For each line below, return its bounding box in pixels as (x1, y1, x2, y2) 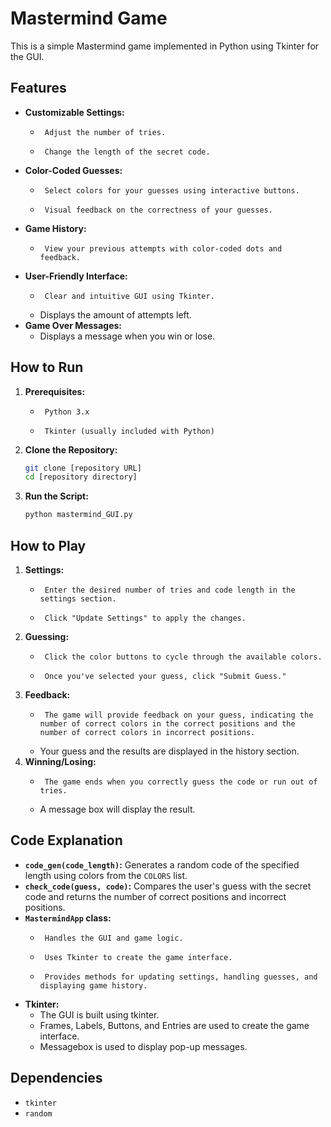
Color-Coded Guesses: (24, 164, 123, 176)
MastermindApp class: (24, 912, 112, 924)
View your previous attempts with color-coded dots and (44, 243, 283, 254)
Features (10, 80, 67, 97)
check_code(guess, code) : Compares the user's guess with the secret (24, 880, 312, 892)
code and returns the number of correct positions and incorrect (24, 890, 287, 902)
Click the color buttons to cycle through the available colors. (44, 652, 323, 662)
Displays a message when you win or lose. (39, 330, 216, 342)
